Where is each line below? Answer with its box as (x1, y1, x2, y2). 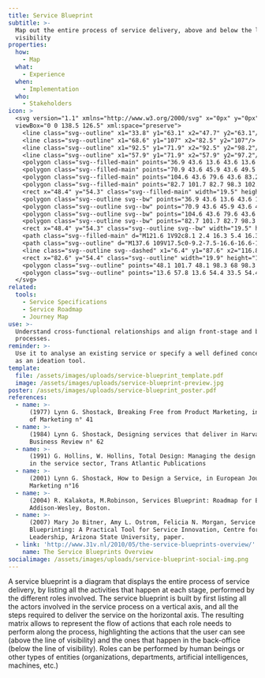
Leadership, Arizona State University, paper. (28, 533, 185, 541)
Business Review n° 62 (28, 438, 104, 446)
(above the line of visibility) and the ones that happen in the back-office (8, 635, 241, 645)
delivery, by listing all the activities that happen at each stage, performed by (8, 586, 255, 595)
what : (15, 63, 34, 71)
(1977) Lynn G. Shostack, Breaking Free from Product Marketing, (28, 409, 248, 416)
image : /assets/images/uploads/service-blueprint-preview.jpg (15, 379, 224, 387)
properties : (8, 41, 47, 49)
